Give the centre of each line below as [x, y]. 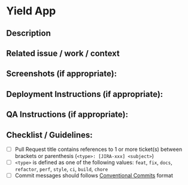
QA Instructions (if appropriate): [67, 115]
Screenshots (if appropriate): [62, 74]
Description [28, 33]
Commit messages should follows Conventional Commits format [94, 175]
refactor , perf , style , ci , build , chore [61, 169]
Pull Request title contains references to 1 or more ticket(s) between [98, 149]
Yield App [31, 11]
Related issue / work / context [63, 53]
